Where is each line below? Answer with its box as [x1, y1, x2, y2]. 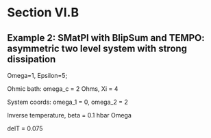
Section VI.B [7, 5, 79, 20]
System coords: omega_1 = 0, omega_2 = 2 [7, 98, 129, 106]
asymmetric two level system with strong [7, 42, 187, 54]
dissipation [7, 53, 56, 65]
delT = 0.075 [7, 124, 43, 133]
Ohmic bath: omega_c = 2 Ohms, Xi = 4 [7, 85, 119, 93]
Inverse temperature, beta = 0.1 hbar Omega [7, 111, 132, 119]
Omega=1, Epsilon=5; [7, 72, 68, 79]
